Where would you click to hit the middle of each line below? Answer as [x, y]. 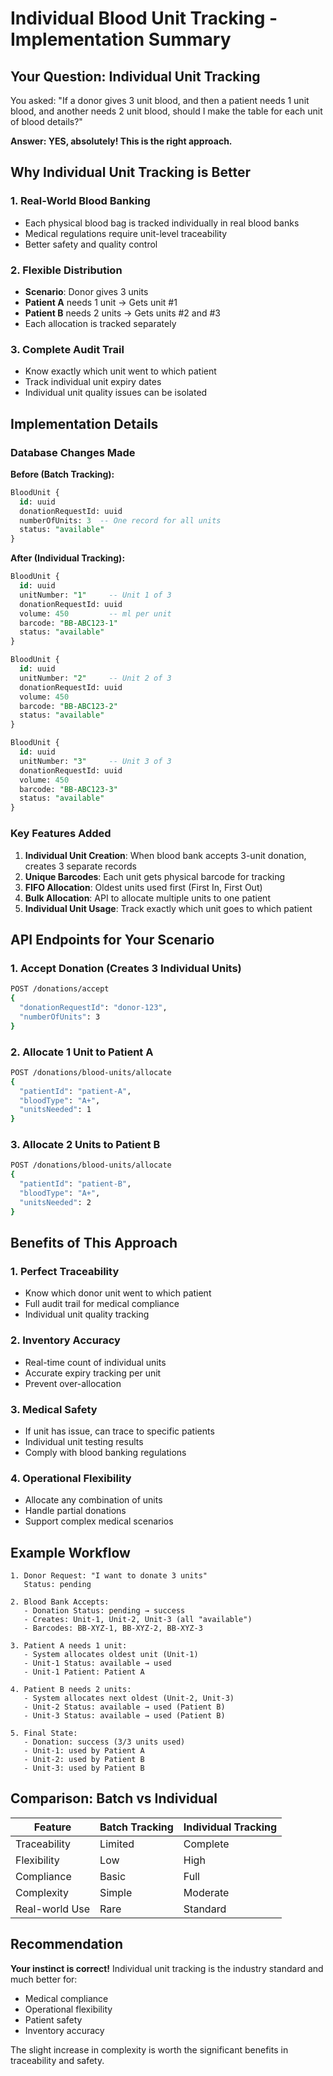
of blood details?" [46, 121]
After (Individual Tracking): [68, 558]
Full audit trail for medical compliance [102, 1304]
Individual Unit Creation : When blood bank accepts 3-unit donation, [165, 855]
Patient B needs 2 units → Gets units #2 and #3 [123, 313]
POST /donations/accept [60, 989]
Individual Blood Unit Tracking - [144, 18]
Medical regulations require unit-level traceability [126, 233]
